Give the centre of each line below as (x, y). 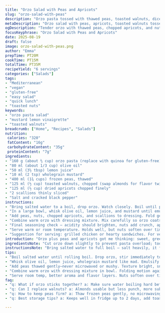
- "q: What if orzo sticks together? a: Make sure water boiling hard (79, 285)
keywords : (15, 111)
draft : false (18, 42)
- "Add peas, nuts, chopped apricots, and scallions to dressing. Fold (80, 216)
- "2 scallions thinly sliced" (37, 193)
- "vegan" (15, 87)
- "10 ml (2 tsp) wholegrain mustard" (45, 175)
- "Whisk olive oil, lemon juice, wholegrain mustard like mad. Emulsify (82, 262)
